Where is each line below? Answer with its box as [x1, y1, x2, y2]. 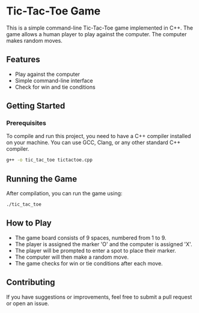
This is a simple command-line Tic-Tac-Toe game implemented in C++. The [6, 24, 194, 31]
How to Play [6, 218, 52, 229]
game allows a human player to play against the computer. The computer [6, 30, 187, 37]
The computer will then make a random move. [14, 253, 129, 261]
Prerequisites [6, 119, 46, 127]
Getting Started [6, 101, 66, 111]
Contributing [6, 277, 55, 288]
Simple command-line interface [14, 77, 93, 84]
